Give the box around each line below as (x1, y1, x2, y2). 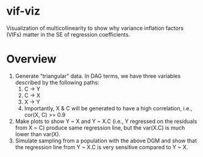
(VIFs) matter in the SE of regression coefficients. (6, 30, 130, 38)
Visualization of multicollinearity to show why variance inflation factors (6, 24, 184, 32)
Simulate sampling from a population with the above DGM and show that (15, 137, 197, 144)
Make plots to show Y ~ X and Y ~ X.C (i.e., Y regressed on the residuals (15, 117, 198, 125)
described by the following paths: (15, 78, 99, 86)
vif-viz (6, 4, 41, 18)
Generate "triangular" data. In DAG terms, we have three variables (15, 72, 181, 80)
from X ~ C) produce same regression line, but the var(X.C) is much (15, 124, 185, 131)
